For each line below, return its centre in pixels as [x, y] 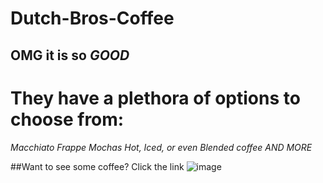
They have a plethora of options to [155, 98]
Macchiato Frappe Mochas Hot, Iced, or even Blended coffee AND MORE [161, 147]
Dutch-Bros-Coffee [92, 18]
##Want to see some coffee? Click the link [97, 166]
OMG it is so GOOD [70, 55]
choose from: [67, 119]
